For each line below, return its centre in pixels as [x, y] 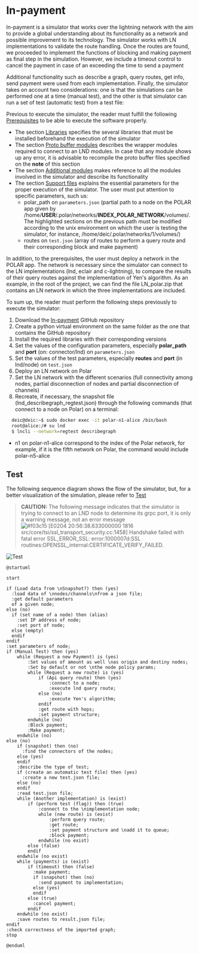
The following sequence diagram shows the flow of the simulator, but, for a [99, 489]
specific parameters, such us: [51, 196]
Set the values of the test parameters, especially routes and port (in [99, 358]
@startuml [19, 568]
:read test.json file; [45, 793]
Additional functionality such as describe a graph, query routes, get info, [95, 77]
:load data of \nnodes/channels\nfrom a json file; [77, 594]
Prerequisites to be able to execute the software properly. [77, 120]
